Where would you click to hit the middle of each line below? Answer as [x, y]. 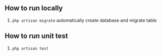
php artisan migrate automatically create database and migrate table [84, 20]
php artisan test [30, 48]
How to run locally [34, 8]
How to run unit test [37, 36]
